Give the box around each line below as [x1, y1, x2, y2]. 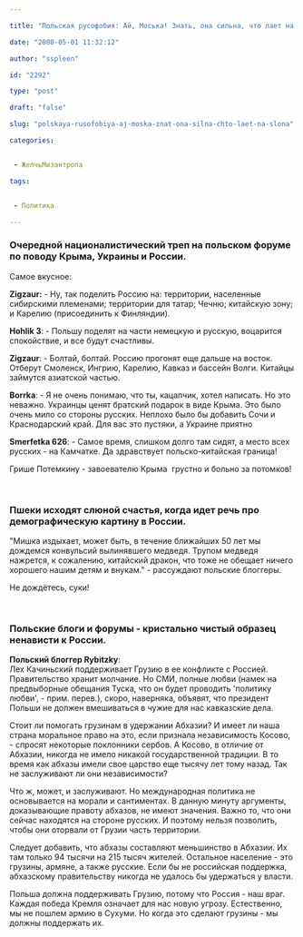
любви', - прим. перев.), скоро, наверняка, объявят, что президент [9, 693, 269, 704]
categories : [9, 136, 54, 145]
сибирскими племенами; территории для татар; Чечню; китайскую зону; [9, 298, 293, 309]
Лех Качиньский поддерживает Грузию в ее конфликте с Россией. [9, 664, 269, 675]
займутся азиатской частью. [9, 371, 121, 382]
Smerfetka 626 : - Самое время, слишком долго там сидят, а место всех [9, 436, 290, 447]
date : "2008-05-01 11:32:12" [9, 37, 120, 46]
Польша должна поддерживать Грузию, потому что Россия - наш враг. [9, 889, 286, 900]
